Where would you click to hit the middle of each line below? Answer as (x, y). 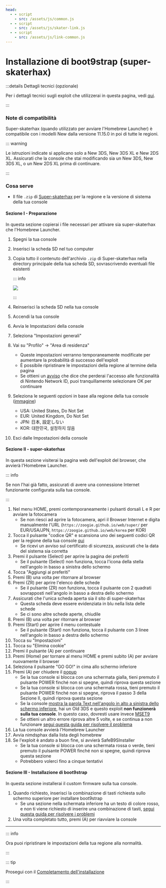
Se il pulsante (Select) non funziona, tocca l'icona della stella (82, 561)
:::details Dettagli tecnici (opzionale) (42, 86)
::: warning (17, 143)
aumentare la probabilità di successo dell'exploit (69, 360)
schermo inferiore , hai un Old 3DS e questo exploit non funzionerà (88, 709)
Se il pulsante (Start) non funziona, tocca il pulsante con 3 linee (84, 630)
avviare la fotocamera (35, 514)
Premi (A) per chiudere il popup (45, 672)
